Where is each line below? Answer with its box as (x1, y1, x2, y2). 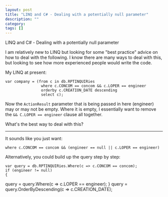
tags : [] (5, 26, 23, 31)
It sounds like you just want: (5, 136, 62, 142)
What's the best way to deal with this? (5, 121, 83, 127)
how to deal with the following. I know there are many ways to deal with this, (5, 54, 162, 60)
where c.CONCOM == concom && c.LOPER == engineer (40, 83, 146, 89)
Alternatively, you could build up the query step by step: (5, 154, 121, 160)
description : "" (5, 16, 39, 21)
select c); (40, 92, 64, 97)
